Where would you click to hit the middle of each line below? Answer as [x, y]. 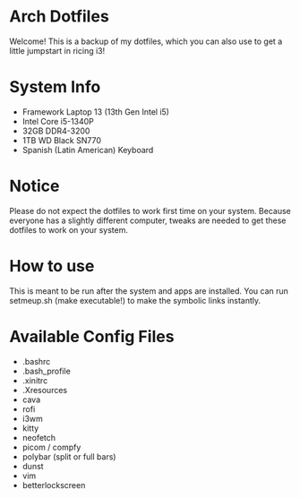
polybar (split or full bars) [69, 456]
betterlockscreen [54, 485]
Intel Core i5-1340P [58, 121]
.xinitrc [35, 380]
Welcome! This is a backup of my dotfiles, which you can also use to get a [146, 41]
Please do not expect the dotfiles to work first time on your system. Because [150, 210]
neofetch [39, 437]
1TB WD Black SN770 [61, 140]
